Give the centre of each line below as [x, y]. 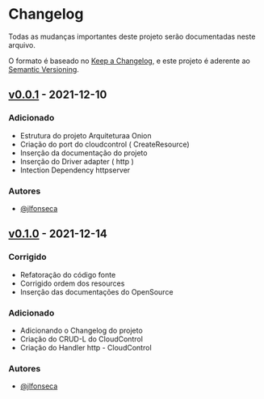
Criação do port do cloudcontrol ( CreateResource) [105, 144]
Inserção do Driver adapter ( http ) [77, 161]
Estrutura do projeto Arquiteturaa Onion [86, 135]
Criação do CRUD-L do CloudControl [82, 339]
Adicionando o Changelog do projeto [81, 330]
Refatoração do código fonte [68, 274]
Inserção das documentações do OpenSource [96, 291]
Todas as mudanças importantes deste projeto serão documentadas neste [132, 36]
